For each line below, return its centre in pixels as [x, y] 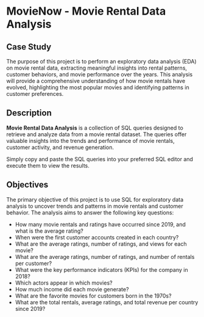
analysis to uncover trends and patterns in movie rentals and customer [95, 206]
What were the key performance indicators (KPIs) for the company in [101, 269]
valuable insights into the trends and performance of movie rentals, [90, 140]
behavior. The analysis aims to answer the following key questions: [90, 213]
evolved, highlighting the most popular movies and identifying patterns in [98, 87]
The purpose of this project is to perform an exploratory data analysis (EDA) [101, 61]
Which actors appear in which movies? [64, 283]
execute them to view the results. [48, 166]
